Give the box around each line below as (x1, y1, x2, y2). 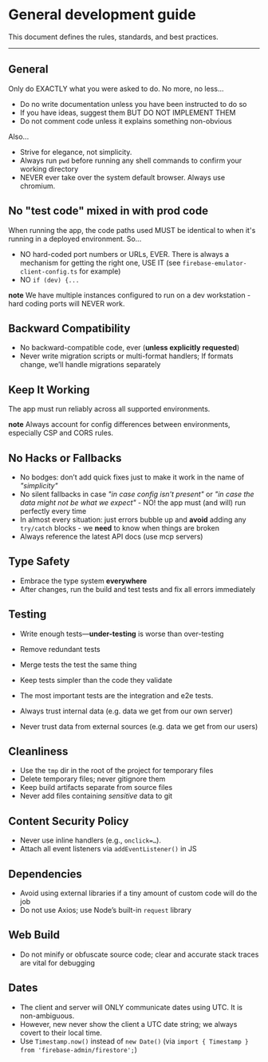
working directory (19, 164, 79, 173)
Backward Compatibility (8, 322, 131, 335)
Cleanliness (8, 744, 69, 759)
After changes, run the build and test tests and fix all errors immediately (19, 584, 256, 594)
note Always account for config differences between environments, (8, 420, 231, 429)
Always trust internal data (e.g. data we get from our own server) (19, 706, 234, 716)
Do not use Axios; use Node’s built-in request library (19, 906, 191, 915)
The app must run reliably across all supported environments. (8, 405, 211, 414)
